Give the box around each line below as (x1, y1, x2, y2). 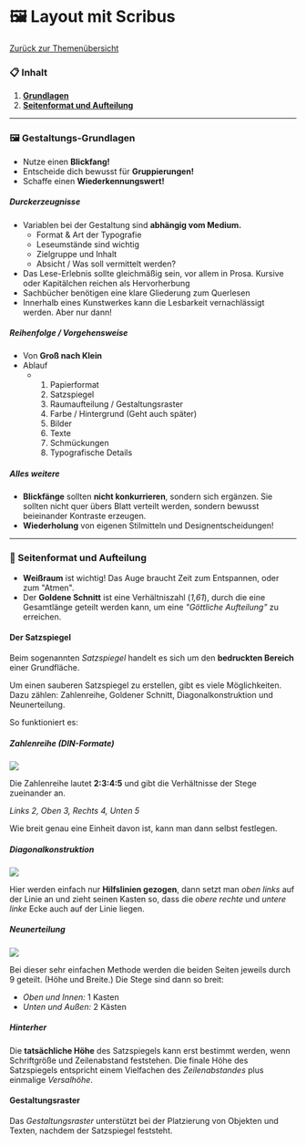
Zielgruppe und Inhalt (36, 248, 117, 259)
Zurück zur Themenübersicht (9, 42, 119, 54)
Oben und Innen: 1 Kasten (22, 991, 120, 1003)
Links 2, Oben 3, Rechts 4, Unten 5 (9, 805, 140, 816)
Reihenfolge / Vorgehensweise (9, 328, 128, 338)
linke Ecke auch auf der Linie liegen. (9, 903, 145, 914)
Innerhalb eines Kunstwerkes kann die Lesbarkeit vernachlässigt (22, 297, 265, 307)
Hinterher (9, 1022, 47, 1033)
